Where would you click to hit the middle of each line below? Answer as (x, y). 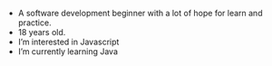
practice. (34, 23)
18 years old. (42, 32)
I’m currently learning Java (68, 52)
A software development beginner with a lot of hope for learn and (140, 13)
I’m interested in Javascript (68, 42)
